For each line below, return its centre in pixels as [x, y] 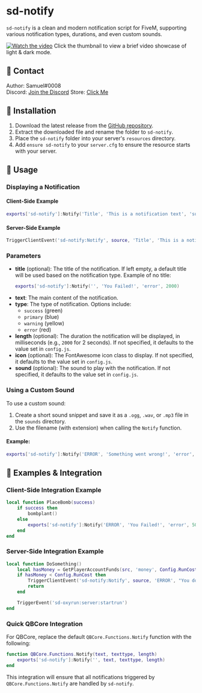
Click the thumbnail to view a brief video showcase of [120, 46]
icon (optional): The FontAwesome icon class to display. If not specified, [104, 356]
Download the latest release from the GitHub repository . [84, 125]
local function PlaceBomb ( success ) [51, 503]
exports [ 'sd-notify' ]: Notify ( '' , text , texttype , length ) [91, 660]
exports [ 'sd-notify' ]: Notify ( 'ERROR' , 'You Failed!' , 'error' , [109, 525]
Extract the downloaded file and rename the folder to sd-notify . [94, 132]
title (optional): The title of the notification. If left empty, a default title [101, 269]
